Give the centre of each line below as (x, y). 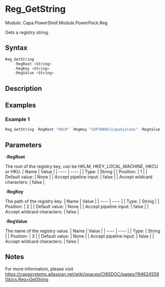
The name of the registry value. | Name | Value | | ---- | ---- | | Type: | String (83, 231)
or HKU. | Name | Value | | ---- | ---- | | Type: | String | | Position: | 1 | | (76, 172)
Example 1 (18, 119)
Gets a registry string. (27, 32)
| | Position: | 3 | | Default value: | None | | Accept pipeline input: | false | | (80, 236)
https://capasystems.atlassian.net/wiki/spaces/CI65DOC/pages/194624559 (82, 274)
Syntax (16, 48)
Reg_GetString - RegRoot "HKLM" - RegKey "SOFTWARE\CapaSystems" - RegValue (83, 129)
